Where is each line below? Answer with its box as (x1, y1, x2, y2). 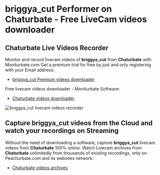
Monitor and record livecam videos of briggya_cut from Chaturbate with (5, 57, 152, 62)
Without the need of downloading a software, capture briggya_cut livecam (5, 139, 155, 145)
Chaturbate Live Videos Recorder (5, 44, 109, 52)
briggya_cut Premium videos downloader (12, 77, 95, 82)
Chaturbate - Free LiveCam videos (5, 14, 147, 25)
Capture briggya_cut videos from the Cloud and (5, 119, 153, 128)
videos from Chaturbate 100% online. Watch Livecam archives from (5, 145, 142, 151)
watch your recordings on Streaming (5, 127, 119, 135)
